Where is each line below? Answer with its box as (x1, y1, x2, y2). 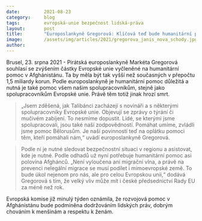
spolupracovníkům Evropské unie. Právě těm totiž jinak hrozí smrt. (6, 90, 170, 98)
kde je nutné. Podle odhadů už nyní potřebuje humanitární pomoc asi (20, 152, 192, 159)
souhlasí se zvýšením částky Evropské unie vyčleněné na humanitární (6, 65, 179, 72)
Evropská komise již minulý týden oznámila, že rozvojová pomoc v (6, 195, 170, 202)
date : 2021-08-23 (6, 8, 71, 15)
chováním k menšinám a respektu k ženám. (6, 208, 114, 215)
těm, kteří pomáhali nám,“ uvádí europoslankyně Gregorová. (20, 134, 170, 141)
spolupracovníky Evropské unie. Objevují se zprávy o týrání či (20, 108, 174, 116)
